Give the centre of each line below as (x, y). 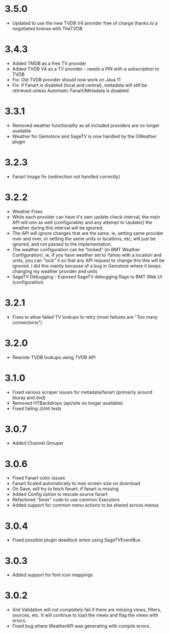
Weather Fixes (27, 211)
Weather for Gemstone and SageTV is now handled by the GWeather (84, 136)
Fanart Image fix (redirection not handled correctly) (66, 177)
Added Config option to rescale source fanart (60, 494)
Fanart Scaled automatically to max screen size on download (76, 484)
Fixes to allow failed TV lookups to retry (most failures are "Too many (85, 317)
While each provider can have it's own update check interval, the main (86, 217)
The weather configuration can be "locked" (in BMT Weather (76, 249)
